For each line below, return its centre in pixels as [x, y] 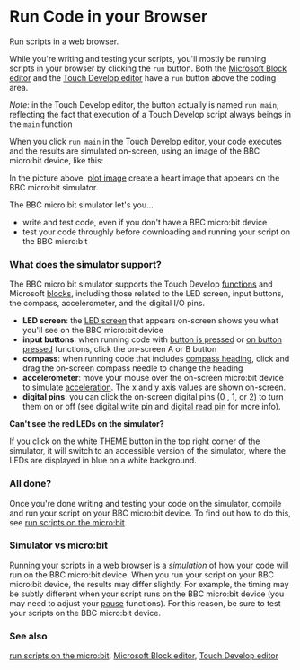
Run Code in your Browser [109, 17]
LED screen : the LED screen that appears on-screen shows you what [150, 321]
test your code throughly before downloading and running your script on [156, 232]
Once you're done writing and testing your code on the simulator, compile [146, 503]
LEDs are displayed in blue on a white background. [103, 461]
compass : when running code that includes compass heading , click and [156, 359]
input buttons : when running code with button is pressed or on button [152, 339]
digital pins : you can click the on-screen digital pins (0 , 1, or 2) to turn [153, 397]
